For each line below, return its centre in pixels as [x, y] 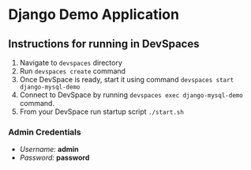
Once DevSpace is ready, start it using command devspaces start [127, 79]
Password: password [54, 158]
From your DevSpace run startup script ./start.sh [101, 111]
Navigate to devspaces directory [71, 62]
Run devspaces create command [73, 71]
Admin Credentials [45, 132]
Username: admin [49, 149]
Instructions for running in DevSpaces [104, 44]
